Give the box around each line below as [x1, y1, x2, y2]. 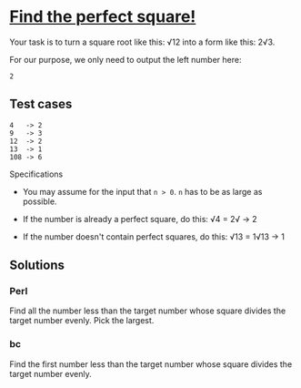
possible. [22, 196, 57, 207]
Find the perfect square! [9, 6, 196, 27]
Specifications [9, 168, 64, 179]
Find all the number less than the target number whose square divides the [9, 305, 286, 316]
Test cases [9, 97, 73, 112]
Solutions [9, 258, 65, 273]
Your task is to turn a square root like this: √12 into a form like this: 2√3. [9, 36, 276, 47]
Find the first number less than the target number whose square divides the [9, 358, 293, 370]
